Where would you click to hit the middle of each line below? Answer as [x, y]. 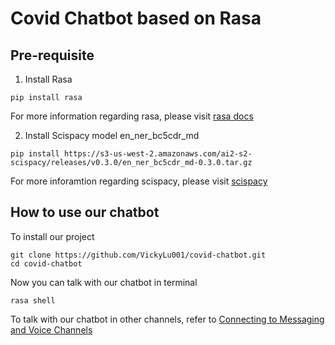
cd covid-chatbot [46, 263]
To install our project [52, 236]
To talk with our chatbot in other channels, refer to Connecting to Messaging [167, 319]
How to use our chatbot [85, 212]
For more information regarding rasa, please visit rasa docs [132, 116]
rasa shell [33, 300]
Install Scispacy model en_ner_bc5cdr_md [112, 135]
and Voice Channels [51, 329]
